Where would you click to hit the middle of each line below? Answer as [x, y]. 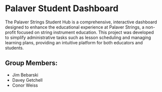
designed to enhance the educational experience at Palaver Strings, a [75, 27]
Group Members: [31, 63]
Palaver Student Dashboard [62, 9]
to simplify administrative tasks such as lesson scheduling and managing [78, 37]
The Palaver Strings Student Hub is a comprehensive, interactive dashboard [81, 22]
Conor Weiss [25, 85]
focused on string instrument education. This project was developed [85, 32]
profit [10, 32]
